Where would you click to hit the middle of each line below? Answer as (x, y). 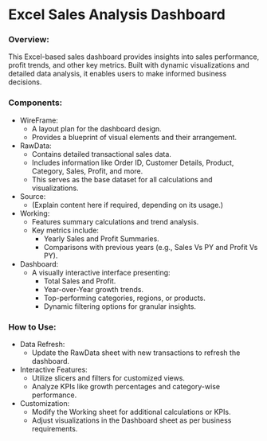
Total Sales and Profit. (80, 281)
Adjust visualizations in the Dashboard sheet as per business (132, 420)
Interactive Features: (53, 370)
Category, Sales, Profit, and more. (87, 171)
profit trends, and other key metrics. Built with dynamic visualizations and (129, 65)
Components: (35, 103)
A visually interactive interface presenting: (101, 272)
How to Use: (32, 326)
